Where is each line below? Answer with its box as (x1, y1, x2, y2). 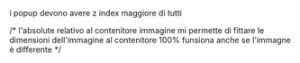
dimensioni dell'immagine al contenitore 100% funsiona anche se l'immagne (9, 35, 291, 45)
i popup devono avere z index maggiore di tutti (9, 8, 183, 18)
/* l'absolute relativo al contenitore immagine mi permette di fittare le (9, 25, 265, 35)
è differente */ (9, 44, 61, 55)
